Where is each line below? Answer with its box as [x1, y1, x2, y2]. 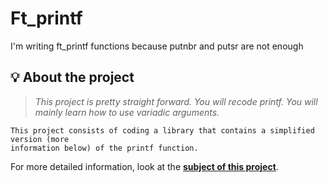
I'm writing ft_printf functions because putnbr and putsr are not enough [10, 40, 304, 52]
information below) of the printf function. [10, 143, 199, 153]
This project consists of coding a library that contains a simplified [10, 125, 315, 136]
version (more [10, 134, 70, 144]
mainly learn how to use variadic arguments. [34, 106, 220, 118]
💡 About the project [10, 69, 135, 86]
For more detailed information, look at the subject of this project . [10, 160, 279, 172]
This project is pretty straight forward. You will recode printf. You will [34, 95, 318, 107]
